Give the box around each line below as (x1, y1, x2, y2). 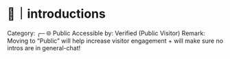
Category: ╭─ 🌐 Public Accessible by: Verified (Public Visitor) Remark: (7, 28, 206, 37)
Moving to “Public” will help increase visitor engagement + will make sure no (7, 37, 224, 45)
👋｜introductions (7, 6, 106, 22)
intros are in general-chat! (7, 43, 81, 52)
